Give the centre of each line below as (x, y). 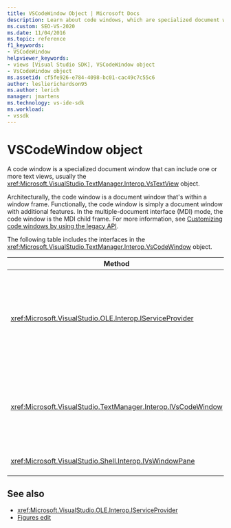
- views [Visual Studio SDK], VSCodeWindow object (81, 65)
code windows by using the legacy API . (63, 226)
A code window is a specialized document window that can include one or (112, 168)
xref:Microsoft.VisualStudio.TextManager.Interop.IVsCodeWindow (117, 406)
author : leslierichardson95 (47, 84)
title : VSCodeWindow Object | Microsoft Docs (73, 13)
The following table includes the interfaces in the (76, 239)
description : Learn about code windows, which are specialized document (113, 20)
